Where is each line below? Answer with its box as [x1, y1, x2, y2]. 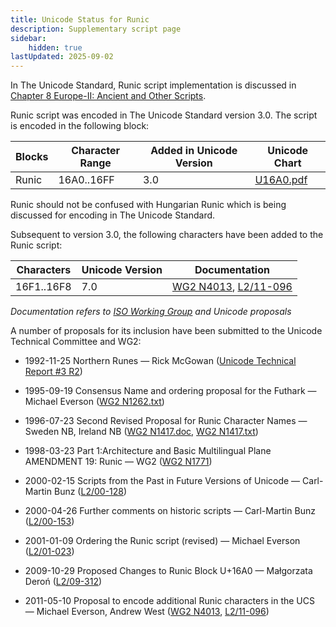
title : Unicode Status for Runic [10, 14, 150, 25]
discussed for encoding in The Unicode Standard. [10, 209, 216, 221]
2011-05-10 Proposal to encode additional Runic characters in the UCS [24, 595, 315, 607]
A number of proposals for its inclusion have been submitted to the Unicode [10, 325, 323, 337]
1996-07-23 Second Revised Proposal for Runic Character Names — [24, 415, 308, 427]
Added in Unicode [150, 144, 238, 158]
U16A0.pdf [254, 173, 308, 187]
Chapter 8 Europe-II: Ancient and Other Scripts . [10, 90, 207, 102]
